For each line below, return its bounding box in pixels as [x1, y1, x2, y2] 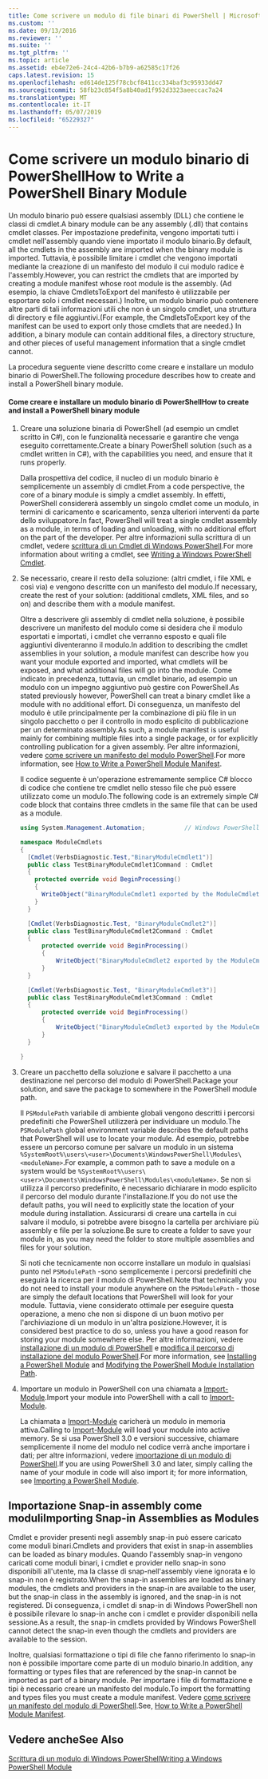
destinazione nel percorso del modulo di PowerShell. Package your [19, 1075, 238, 1085]
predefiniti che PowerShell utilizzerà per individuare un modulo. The [19, 1116, 241, 1126]
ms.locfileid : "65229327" [8, 116, 94, 124]
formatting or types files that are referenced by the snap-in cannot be [8, 1667, 237, 1677]
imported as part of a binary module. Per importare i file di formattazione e [8, 1676, 253, 1685]
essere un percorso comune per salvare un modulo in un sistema [19, 1142, 234, 1151]
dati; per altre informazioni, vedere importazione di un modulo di [19, 1450, 231, 1460]
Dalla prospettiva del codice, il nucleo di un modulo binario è [19, 473, 219, 483]
